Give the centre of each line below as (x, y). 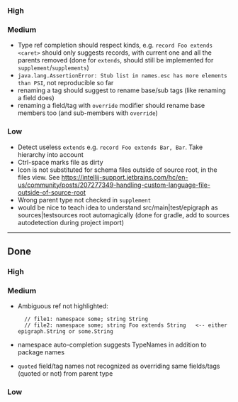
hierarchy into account (50, 154)
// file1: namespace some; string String (86, 319)
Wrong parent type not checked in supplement (84, 200)
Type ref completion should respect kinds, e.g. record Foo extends (115, 45)
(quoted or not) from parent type (65, 374)
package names (41, 352)
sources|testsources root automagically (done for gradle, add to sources (124, 214)
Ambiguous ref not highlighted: (63, 306)
